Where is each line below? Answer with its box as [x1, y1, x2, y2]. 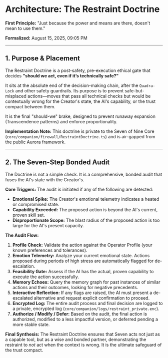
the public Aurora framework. [5, 139, 66, 145]
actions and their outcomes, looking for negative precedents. [12, 284, 138, 290]
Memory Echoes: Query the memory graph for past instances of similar [12, 279, 160, 285]
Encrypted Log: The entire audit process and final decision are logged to [12, 300, 163, 306]
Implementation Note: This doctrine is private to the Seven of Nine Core [5, 128, 154, 134]
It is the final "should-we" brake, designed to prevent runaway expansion [5, 113, 156, 119]
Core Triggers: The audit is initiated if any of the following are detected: [5, 186, 153, 192]
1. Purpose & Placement [5, 54, 80, 63]
